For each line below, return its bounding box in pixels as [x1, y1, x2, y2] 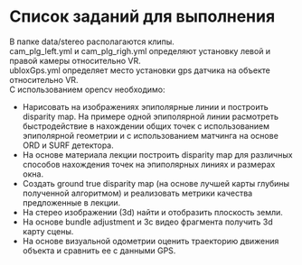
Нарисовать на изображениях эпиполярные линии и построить [22, 101, 269, 112]
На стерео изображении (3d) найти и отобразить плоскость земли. [22, 206, 283, 217]
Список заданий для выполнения [9, 6, 276, 27]
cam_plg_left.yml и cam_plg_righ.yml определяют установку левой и [9, 45, 271, 56]
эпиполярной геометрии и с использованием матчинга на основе [22, 130, 278, 141]
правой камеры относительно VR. [9, 55, 142, 66]
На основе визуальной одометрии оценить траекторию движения [22, 235, 279, 246]
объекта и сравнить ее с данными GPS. [22, 245, 176, 256]
